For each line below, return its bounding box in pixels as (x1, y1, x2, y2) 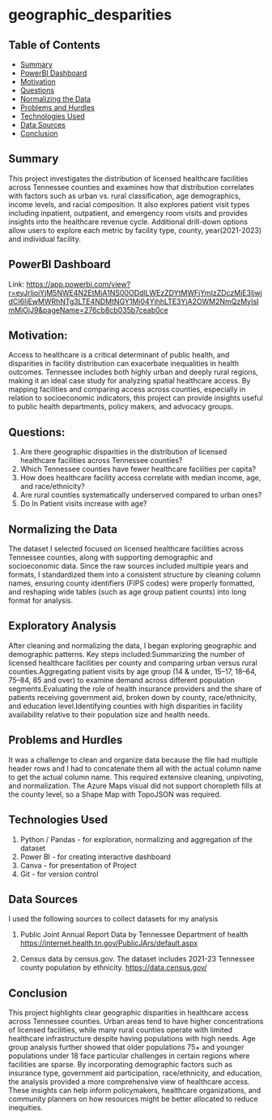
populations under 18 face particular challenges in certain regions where (8, 1051, 250, 1061)
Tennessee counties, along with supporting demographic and (8, 552, 213, 562)
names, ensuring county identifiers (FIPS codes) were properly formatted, (8, 578, 255, 588)
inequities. (8, 1103, 43, 1113)
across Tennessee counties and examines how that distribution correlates (8, 182, 255, 192)
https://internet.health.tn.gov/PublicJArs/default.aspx (19, 938, 198, 948)
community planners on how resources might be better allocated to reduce (8, 1094, 258, 1104)
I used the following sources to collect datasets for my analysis (8, 914, 219, 923)
